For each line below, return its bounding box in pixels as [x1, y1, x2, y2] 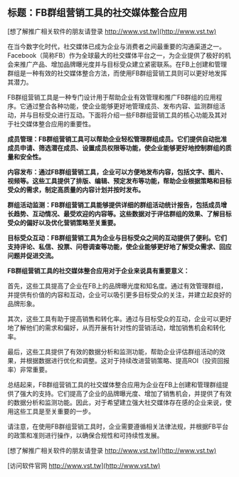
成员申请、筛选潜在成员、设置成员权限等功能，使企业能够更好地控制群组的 [7, 143, 225, 152]
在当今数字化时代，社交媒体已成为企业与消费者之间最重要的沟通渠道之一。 [7, 42, 225, 51]
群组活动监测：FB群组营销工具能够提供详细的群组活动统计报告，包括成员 [7, 200, 221, 209]
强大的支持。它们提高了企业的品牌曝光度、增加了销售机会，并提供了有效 [19, 389, 232, 397]
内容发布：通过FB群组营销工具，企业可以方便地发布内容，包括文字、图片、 [7, 167, 228, 176]
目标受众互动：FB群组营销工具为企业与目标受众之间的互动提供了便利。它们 [7, 234, 228, 242]
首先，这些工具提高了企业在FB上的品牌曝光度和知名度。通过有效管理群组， [7, 281, 228, 290]
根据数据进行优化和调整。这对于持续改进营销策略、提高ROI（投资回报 [26, 356, 230, 365]
